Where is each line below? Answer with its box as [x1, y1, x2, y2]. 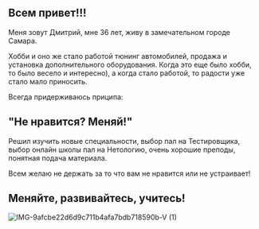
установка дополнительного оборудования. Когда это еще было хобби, [8, 60, 253, 69]
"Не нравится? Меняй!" [8, 115, 133, 129]
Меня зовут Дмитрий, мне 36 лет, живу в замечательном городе [8, 27, 231, 37]
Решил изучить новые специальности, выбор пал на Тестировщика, [8, 136, 241, 146]
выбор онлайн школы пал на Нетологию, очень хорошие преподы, [8, 145, 236, 154]
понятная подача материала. [8, 153, 108, 162]
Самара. [8, 36, 37, 45]
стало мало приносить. [8, 76, 88, 86]
